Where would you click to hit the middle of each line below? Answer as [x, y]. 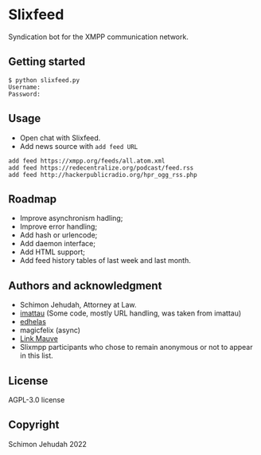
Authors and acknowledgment [85, 286]
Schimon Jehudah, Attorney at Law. [78, 305]
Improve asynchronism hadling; [71, 218]
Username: [25, 87]
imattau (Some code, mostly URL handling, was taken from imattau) [130, 313]
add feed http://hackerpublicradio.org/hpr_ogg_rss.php [103, 175]
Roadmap [33, 199]
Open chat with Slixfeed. [60, 138]
